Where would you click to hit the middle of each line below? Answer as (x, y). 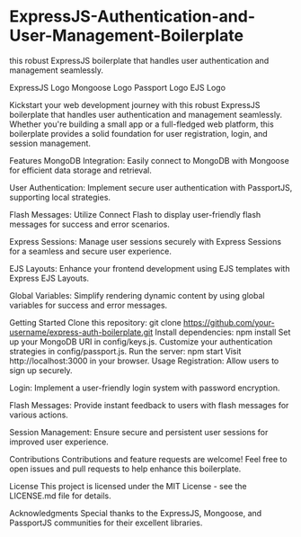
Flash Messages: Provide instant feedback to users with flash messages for (149, 405)
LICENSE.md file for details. (60, 496)
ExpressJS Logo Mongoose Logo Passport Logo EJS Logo (118, 87)
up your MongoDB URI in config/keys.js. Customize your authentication (141, 341)
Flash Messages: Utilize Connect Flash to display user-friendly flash (135, 214)
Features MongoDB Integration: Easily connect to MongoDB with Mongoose (149, 160)
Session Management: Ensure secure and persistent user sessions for (139, 432)
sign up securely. (41, 370)
